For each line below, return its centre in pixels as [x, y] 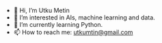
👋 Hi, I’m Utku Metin [41, 10]
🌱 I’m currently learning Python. [58, 25]
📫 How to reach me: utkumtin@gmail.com [73, 32]
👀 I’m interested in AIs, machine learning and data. [84, 17]
